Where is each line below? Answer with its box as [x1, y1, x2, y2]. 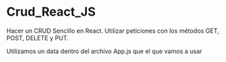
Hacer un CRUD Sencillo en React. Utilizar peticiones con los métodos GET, [6, 27, 220, 35]
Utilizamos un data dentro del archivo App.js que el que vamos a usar [6, 47, 203, 55]
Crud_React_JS [6, 4, 96, 20]
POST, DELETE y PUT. [6, 33, 69, 42]
